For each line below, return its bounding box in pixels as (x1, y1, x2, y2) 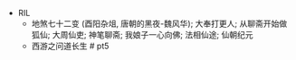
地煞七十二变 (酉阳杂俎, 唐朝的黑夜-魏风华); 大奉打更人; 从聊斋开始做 (31, 18, 288, 29)
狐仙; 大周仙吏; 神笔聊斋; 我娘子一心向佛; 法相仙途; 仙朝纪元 (31, 30, 253, 39)
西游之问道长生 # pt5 (31, 40, 110, 51)
